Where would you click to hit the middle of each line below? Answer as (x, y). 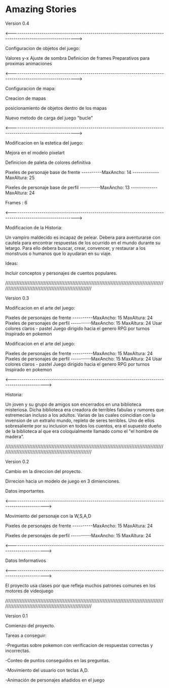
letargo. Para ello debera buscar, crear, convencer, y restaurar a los (75, 248)
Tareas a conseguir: (26, 635)
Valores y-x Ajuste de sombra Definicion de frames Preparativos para (77, 58)
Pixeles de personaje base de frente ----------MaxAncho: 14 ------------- (82, 172)
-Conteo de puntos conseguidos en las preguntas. (58, 660)
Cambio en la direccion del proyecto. (44, 471)
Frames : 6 (16, 202)
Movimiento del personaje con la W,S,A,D (48, 516)
